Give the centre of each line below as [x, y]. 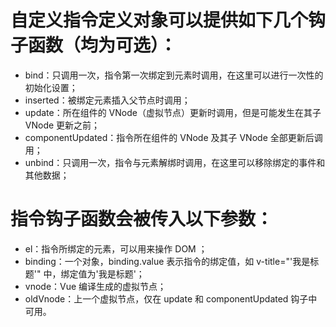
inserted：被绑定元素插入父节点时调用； [107, 100]
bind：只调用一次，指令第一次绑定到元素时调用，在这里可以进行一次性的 [174, 75]
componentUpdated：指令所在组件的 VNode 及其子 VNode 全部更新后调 [173, 137]
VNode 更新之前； [62, 125]
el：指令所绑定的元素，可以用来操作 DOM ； [116, 248]
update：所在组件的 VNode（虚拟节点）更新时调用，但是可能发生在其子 [173, 112]
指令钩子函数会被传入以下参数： [142, 219]
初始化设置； [51, 87]
